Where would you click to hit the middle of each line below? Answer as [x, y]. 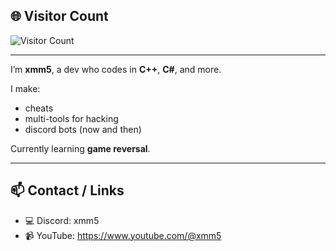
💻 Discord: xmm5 [62, 220]
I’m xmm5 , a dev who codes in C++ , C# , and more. [116, 69]
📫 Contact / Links [67, 190]
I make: [25, 88]
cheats [39, 108]
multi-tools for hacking [71, 118]
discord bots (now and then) [83, 129]
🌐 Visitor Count [59, 16]
